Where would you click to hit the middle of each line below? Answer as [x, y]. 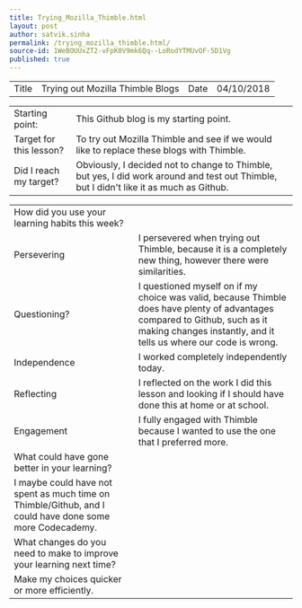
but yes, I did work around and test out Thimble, [177, 176]
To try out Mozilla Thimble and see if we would [174, 139]
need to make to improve [66, 553]
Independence [44, 362]
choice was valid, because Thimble [212, 297]
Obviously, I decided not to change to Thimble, [174, 165]
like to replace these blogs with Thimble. [161, 150]
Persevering [40, 255]
